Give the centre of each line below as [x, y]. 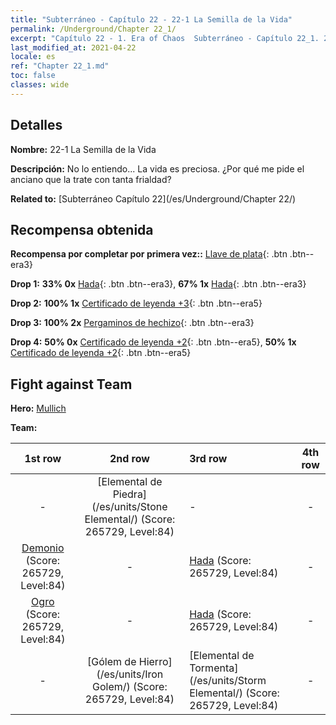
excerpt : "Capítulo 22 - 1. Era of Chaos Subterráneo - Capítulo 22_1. [165, 38]
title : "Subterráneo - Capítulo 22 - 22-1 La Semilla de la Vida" [151, 19]
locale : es [33, 57]
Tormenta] [214, 668]
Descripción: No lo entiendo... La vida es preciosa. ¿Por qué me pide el [157, 168]
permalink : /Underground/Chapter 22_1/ [93, 29]
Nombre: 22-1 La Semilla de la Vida [83, 149]
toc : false [33, 76]
